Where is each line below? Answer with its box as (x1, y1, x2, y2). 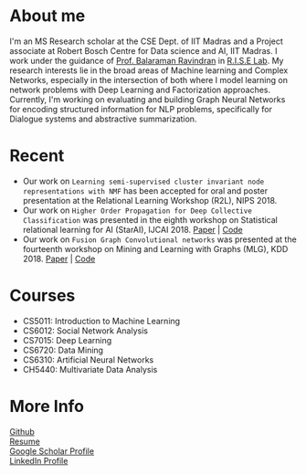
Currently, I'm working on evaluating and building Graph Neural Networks (9, 93, 286, 105)
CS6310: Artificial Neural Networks (22, 354, 154, 365)
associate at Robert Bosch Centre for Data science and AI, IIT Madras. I (9, 45, 278, 56)
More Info (9, 396, 85, 417)
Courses (9, 285, 76, 306)
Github (9, 426, 35, 437)
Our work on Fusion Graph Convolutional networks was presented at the (22, 234, 297, 245)
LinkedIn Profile (9, 455, 69, 466)
